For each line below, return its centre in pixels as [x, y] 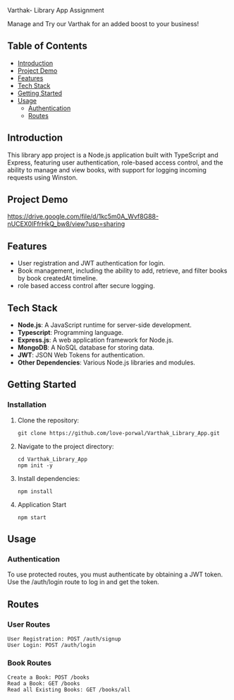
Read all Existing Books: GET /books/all [69, 690]
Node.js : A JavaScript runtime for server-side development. [105, 325]
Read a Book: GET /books [44, 684]
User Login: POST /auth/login [52, 646]
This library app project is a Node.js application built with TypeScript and [113, 155]
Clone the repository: [48, 420]
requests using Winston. [43, 177]
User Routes [29, 624]
